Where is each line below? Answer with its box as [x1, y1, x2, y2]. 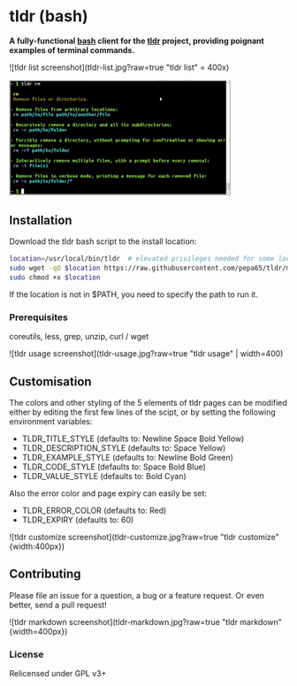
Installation [9, 212, 72, 227]
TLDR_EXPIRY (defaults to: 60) [21, 514, 134, 525]
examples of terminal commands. [9, 44, 135, 55]
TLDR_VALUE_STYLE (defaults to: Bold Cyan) [21, 470, 187, 481]
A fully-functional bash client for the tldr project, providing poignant [9, 35, 265, 46]
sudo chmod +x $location [9, 273, 101, 282]
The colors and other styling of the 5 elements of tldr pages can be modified [9, 397, 287, 408]
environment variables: [9, 415, 93, 426]
